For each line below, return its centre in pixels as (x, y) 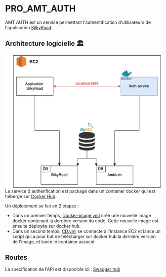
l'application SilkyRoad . (29, 27)
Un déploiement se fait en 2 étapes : (42, 206)
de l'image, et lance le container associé (53, 242)
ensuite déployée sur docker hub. (46, 226)
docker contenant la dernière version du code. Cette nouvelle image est (85, 221)
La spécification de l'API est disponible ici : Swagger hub (63, 269)
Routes (16, 257)
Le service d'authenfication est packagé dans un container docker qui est (80, 191)
